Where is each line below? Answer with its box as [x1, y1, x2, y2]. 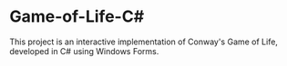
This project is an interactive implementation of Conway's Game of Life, [9, 36, 278, 47]
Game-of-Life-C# [9, 6, 145, 27]
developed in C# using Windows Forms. [9, 45, 159, 56]
